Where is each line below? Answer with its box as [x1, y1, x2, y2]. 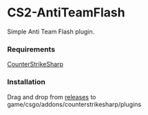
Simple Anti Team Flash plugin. [7, 27, 95, 36]
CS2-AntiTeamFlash [7, 5, 125, 21]
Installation [7, 77, 46, 87]
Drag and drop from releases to [7, 92, 96, 101]
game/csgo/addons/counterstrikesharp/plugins [7, 100, 142, 108]
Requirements [7, 44, 56, 54]
